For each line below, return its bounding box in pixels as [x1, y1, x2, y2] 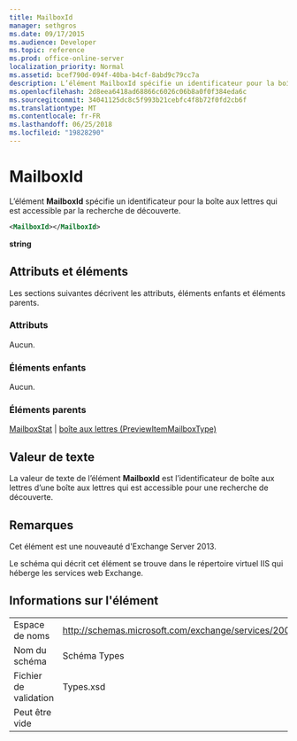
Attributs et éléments [9, 264, 129, 279]
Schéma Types [62, 649, 125, 661]
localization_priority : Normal [9, 63, 125, 72]
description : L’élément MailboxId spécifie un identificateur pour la [9, 79, 275, 88]
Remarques [9, 518, 74, 533]
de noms [13, 629, 50, 642]
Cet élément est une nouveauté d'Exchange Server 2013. [9, 542, 217, 552]
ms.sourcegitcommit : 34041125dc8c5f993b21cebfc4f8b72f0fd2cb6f [9, 95, 247, 105]
